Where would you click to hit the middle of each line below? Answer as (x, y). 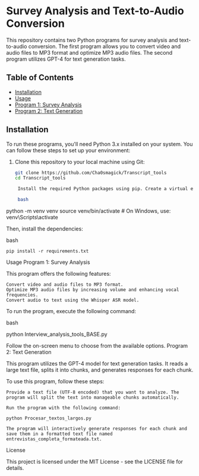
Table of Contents (40, 78)
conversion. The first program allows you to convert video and (105, 46)
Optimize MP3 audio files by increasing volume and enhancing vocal (93, 290)
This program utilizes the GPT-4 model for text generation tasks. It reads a (97, 364)
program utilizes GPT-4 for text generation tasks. (66, 59)
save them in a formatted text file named (59, 434)
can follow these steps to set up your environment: (68, 150)
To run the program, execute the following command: (71, 311)
